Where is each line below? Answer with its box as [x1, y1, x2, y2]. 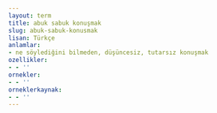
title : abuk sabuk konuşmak [8, 19, 102, 27]
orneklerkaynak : [8, 85, 62, 94]
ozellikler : [8, 56, 48, 64]
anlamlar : [8, 41, 41, 49]
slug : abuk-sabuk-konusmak [8, 26, 98, 34]
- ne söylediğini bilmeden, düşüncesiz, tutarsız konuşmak [8, 49, 209, 56]
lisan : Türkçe [8, 33, 56, 42]
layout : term [8, 11, 52, 20]
